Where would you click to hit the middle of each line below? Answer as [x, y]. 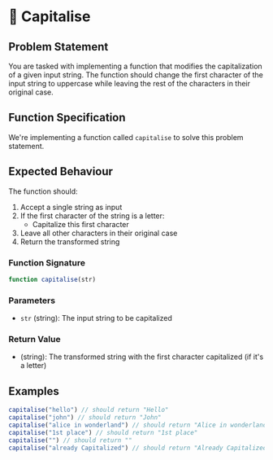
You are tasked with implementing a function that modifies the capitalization [135, 66]
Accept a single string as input [71, 207]
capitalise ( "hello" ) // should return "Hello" [89, 410]
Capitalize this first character [81, 224]
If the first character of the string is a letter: [92, 216]
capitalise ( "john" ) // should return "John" [85, 418]
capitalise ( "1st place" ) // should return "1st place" [103, 432]
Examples [34, 391]
